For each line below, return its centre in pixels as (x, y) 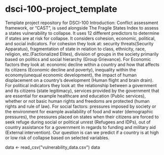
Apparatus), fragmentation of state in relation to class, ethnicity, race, (76, 49)
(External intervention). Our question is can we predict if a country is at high (82, 132)
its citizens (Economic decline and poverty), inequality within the (71, 69)
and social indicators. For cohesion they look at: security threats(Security (79, 43)
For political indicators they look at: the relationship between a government (81, 85)
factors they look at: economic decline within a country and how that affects (82, 64)
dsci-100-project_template (61, 9)
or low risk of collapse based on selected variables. (57, 138)
